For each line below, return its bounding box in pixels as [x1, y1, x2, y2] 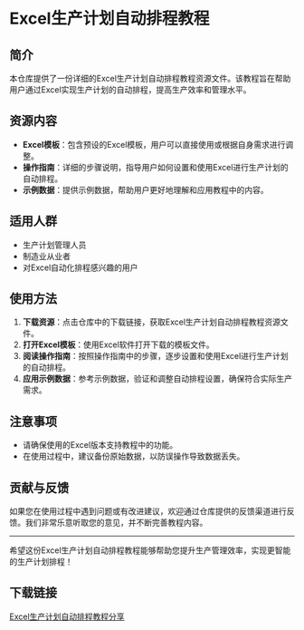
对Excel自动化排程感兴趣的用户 [22, 262, 138, 273]
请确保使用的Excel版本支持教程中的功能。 [22, 440, 178, 451]
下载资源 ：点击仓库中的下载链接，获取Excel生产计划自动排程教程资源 [22, 316, 281, 327]
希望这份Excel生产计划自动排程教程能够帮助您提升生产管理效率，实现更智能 [9, 545, 291, 556]
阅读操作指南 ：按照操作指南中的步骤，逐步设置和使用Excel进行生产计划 [22, 351, 290, 362]
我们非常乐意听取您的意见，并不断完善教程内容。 [24, 518, 208, 528]
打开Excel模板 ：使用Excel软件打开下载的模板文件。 [22, 339, 214, 350]
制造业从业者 [22, 250, 71, 261]
